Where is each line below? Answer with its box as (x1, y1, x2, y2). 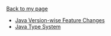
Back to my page (6, 5, 48, 12)
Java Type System (14, 23, 61, 30)
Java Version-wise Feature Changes (14, 17, 105, 23)
